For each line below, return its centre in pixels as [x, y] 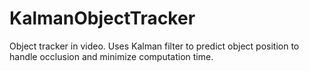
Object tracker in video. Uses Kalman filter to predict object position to [154, 46]
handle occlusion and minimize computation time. [111, 56]
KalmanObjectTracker [102, 18]
